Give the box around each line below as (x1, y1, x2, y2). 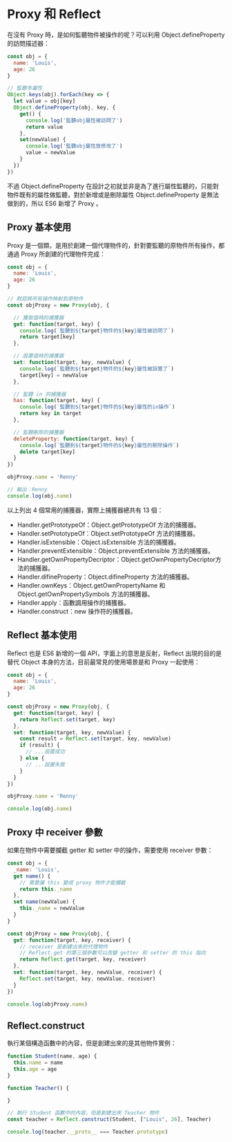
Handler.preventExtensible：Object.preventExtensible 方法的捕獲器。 (17, 546, 214, 554)
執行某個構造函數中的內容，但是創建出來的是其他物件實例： (7, 1039, 177, 1047)
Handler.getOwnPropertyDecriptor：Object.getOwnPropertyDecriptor (17, 555, 216, 563)
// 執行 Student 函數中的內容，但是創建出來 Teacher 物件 (7, 1109, 160, 1116)
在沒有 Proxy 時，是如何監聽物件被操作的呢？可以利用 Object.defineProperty (7, 30, 225, 39)
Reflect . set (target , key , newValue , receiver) (19, 975, 156, 982)
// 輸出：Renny (7, 486, 48, 493)
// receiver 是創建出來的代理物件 (19, 943, 108, 950)
